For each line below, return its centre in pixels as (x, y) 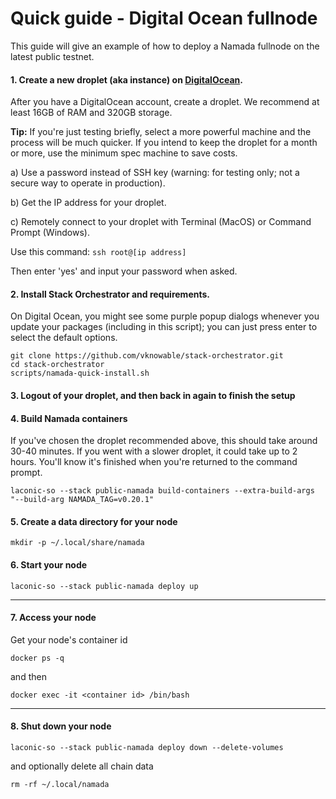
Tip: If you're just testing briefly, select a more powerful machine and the (161, 132)
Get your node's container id (69, 639)
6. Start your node (49, 564)
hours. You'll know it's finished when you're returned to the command (154, 462)
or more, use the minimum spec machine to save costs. (124, 153)
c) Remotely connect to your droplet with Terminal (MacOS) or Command (161, 222)
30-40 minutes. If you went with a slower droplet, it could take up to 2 (154, 451)
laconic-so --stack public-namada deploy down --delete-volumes (147, 747)
